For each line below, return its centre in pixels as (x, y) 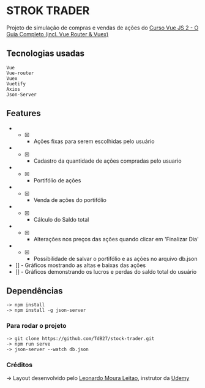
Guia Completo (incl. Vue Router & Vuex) (58, 34)
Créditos (19, 365)
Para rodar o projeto (36, 326)
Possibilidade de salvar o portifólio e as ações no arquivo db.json (115, 258)
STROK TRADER (48, 11)
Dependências (35, 291)
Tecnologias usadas (45, 54)
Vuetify (16, 83)
